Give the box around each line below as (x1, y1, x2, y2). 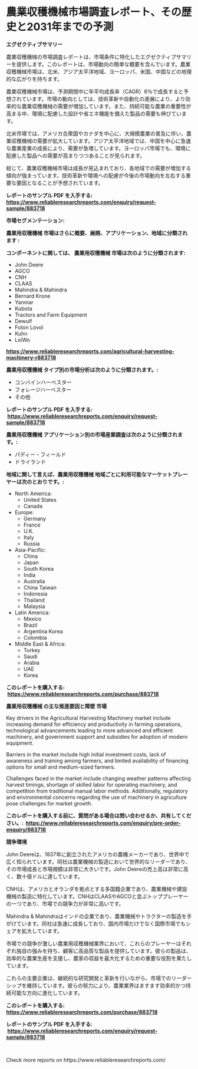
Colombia (23, 634, 47, 641)
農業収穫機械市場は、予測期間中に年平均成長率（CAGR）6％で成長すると (6, 88, 184, 95)
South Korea (23, 565, 54, 572)
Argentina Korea (23, 627, 63, 634)
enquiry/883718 (6, 826, 46, 833)
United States (23, 496, 57, 503)
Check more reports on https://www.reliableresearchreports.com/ (6, 1056, 166, 1063)
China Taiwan (23, 584, 57, 591)
